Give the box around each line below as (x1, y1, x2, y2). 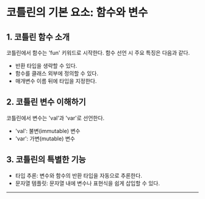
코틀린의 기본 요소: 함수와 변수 (6, 5, 148, 20)
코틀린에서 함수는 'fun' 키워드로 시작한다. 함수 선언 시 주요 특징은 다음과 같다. (6, 49, 190, 56)
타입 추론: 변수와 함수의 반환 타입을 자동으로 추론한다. (15, 172, 142, 179)
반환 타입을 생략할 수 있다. (15, 62, 77, 69)
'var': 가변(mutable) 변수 (15, 135, 75, 142)
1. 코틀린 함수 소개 (6, 32, 70, 42)
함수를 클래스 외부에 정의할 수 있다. (15, 70, 99, 77)
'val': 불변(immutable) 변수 (15, 127, 81, 134)
